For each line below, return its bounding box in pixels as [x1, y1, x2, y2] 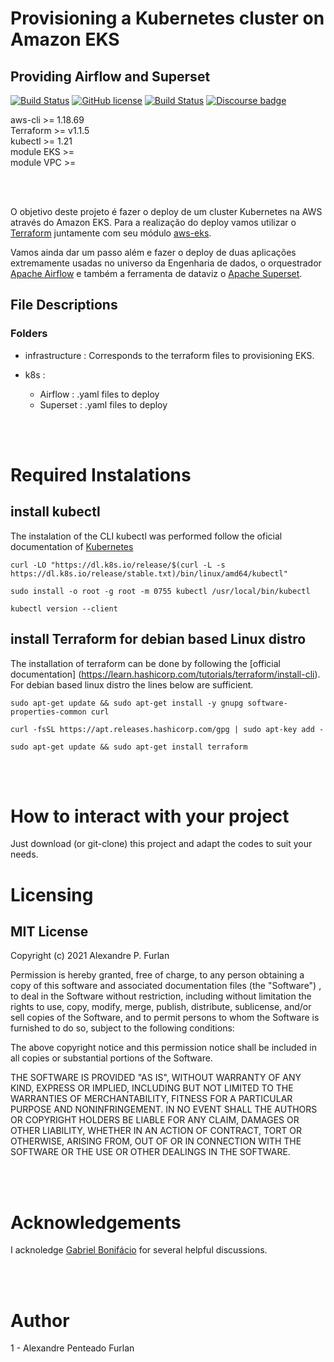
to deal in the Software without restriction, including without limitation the [10, 990, 312, 1002]
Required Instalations [10, 463, 192, 486]
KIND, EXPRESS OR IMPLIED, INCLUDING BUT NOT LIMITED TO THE [10, 1082, 294, 1094]
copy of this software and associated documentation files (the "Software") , [10, 980, 322, 992]
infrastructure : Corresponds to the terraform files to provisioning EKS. [24, 349, 315, 361]
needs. [10, 848, 39, 861]
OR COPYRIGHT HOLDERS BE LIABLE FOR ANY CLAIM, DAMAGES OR [10, 1114, 300, 1126]
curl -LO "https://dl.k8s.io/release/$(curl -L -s [10, 560, 226, 570]
